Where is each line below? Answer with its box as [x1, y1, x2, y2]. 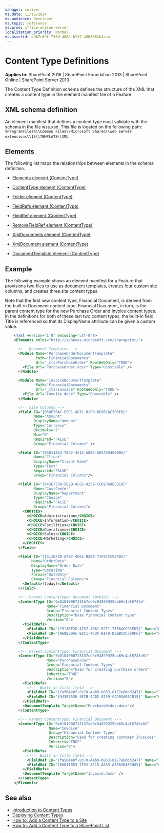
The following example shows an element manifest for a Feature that [5, 278, 143, 284]
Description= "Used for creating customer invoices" [48, 735, 156, 740]
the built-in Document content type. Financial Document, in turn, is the [5, 303, 147, 309]
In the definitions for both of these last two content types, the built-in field [5, 313, 154, 319]
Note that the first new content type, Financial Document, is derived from [5, 298, 152, 303]
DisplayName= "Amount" [33, 419, 78, 424]
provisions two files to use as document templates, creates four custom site [5, 283, 158, 289]
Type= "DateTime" [31, 568, 64, 573]
